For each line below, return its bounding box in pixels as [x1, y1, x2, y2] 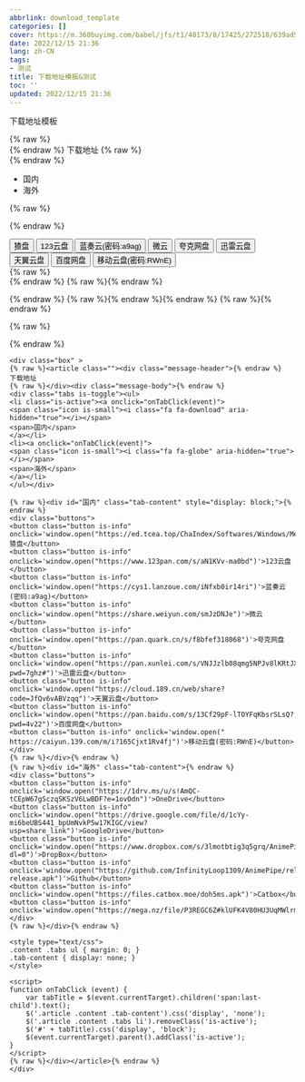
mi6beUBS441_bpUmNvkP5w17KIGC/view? [9, 818, 148, 827]
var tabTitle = [25, 993, 84, 1002]
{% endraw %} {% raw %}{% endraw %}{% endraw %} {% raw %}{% [9, 293, 272, 304]
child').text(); [9, 1000, 71, 1010]
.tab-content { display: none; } [9, 953, 136, 962]
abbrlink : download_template [9, 13, 120, 23]
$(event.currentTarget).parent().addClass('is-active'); [25, 1032, 246, 1042]
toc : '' [9, 81, 39, 90]
